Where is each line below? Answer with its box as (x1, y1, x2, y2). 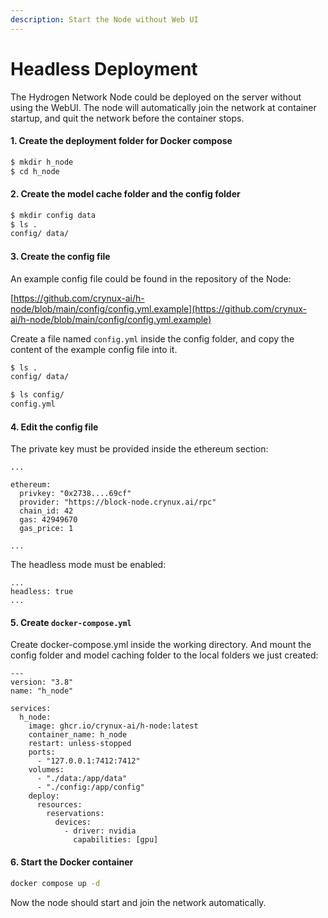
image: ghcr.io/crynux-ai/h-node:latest (28, 721, 199, 731)
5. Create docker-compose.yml (10, 616, 132, 628)
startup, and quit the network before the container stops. (10, 112, 245, 124)
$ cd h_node (10, 166, 60, 176)
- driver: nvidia (63, 826, 137, 836)
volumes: (28, 765, 65, 775)
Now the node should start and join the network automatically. (10, 896, 267, 908)
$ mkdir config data (10, 210, 97, 220)
